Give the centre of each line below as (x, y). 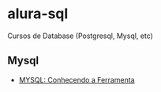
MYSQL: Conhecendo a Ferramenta (77, 79)
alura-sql (38, 14)
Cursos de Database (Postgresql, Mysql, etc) (80, 36)
